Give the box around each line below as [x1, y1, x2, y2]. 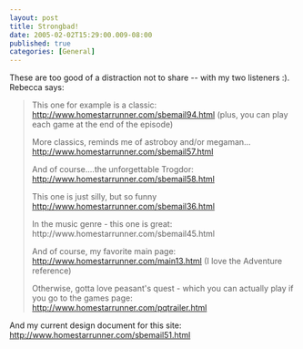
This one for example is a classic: [31, 99, 157, 110]
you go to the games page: [31, 293, 134, 303]
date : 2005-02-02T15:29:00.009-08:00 [9, 30, 153, 39]
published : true [9, 38, 71, 48]
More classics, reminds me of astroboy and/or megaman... [31, 137, 252, 148]
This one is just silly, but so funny [31, 191, 157, 202]
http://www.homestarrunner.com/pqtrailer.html [31, 303, 207, 313]
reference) [31, 265, 72, 276]
